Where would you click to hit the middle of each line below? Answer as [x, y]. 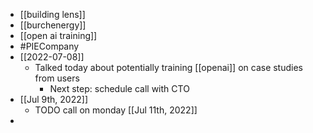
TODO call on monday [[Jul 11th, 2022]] [116, 110]
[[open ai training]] [58, 35]
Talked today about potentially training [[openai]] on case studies [168, 67]
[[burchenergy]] [53, 25]
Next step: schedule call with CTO [119, 88]
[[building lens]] [52, 14]
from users [57, 78]
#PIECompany [49, 46]
